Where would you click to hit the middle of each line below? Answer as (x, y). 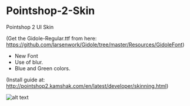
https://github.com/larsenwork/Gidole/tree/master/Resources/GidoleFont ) (95, 45)
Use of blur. (29, 62)
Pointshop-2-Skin (51, 11)
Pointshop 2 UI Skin (30, 27)
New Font (26, 56)
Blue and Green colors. (42, 68)
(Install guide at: (26, 80)
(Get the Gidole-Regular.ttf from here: (51, 38)
